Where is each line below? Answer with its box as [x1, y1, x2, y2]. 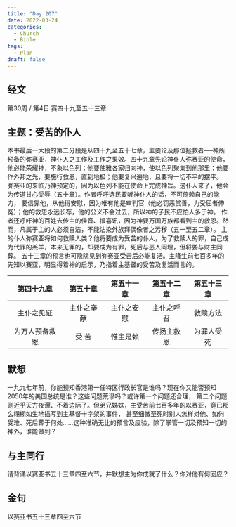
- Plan [13, 50, 33, 57]
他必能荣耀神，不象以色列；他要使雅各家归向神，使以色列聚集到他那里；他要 [7, 164, 229, 172]
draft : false [7, 56, 46, 63]
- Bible [13, 37, 37, 44]
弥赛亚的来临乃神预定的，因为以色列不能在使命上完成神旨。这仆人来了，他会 [7, 181, 229, 190]
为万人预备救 [13, 327, 56, 337]
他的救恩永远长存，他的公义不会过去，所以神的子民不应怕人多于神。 [22, 208, 220, 216]
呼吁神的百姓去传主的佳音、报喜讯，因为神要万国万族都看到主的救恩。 [19, 216, 223, 225]
